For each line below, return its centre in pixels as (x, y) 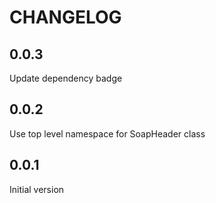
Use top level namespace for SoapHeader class (107, 133)
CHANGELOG (65, 17)
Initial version (37, 189)
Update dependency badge (66, 78)
